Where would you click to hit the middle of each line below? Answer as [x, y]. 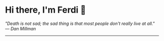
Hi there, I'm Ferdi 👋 [46, 10]
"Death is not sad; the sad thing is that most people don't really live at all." [80, 23]
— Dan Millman [20, 28]
